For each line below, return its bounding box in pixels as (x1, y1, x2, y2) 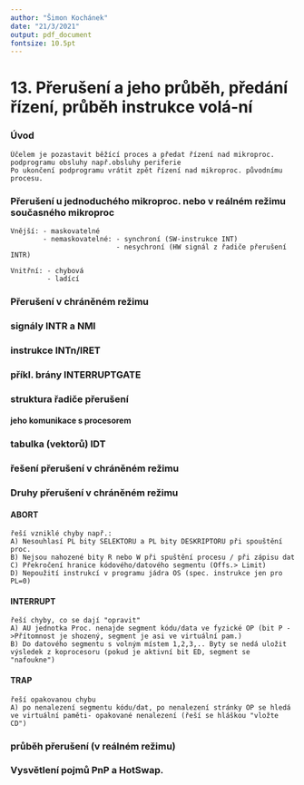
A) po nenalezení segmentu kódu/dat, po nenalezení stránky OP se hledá (10, 702, 291, 712)
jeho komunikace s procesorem (10, 415, 132, 427)
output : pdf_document (10, 30, 93, 39)
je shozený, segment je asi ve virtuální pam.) (58, 632, 243, 641)
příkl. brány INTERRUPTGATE (10, 368, 142, 381)
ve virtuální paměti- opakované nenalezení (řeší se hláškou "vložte (10, 711, 279, 720)
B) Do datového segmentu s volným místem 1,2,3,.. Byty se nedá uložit (10, 640, 287, 649)
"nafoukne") (10, 655, 55, 665)
